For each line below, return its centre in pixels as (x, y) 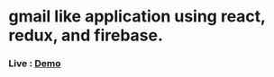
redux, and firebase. (86, 35)
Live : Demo (35, 64)
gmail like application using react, (137, 17)
